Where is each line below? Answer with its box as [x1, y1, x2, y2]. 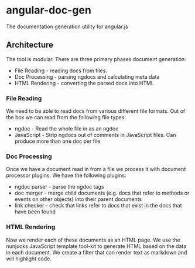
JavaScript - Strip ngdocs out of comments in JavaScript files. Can [14, 132, 176, 139]
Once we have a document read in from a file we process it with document [6, 166, 186, 173]
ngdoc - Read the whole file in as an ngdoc [14, 125, 119, 132]
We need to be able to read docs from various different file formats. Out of [6, 108, 186, 115]
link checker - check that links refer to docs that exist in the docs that [14, 202, 182, 209]
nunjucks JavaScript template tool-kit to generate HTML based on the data [6, 242, 187, 250]
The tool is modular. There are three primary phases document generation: [6, 55, 186, 62]
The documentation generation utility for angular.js [6, 23, 128, 30]
